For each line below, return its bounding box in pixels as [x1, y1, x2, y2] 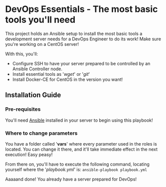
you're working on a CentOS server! [5, 41, 79, 47]
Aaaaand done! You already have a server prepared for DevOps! [5, 176, 137, 182]
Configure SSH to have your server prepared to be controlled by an [12, 60, 151, 66]
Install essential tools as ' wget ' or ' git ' [12, 71, 90, 77]
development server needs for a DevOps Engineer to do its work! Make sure [5, 36, 161, 42]
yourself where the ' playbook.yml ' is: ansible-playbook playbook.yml [5, 166, 148, 173]
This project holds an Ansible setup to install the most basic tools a [5, 30, 143, 36]
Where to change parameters [5, 130, 78, 137]
